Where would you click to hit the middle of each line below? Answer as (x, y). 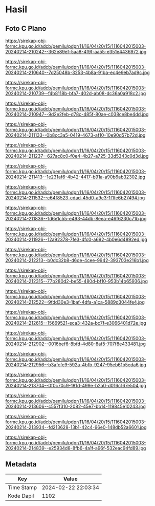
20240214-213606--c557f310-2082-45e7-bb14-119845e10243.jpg (75, 406)
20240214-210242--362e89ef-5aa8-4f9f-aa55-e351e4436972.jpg (76, 52)
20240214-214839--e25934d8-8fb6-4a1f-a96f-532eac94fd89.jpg (76, 448)
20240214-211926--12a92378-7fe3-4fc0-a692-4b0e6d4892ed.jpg (76, 239)
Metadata (21, 464)
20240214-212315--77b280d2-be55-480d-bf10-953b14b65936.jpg (77, 281)
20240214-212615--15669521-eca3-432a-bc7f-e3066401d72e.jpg (76, 323)
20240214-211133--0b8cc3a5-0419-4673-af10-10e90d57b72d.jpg (75, 135)
